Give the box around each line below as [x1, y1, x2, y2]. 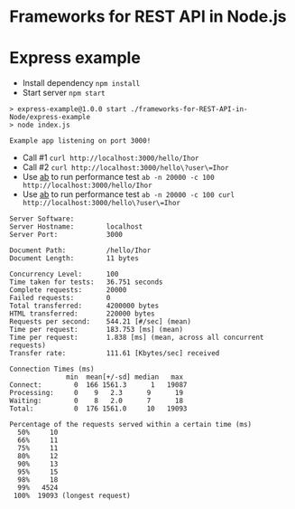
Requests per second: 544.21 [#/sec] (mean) [9, 317, 192, 326]
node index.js [17, 120, 70, 130]
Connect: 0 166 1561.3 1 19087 [9, 381, 188, 390]
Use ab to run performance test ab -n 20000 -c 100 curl [22, 189, 235, 200]
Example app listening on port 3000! [9, 137, 152, 146]
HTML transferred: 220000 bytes [9, 309, 155, 318]
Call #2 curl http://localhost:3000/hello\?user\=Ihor [22, 162, 229, 173]
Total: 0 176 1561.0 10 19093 [9, 404, 188, 413]
